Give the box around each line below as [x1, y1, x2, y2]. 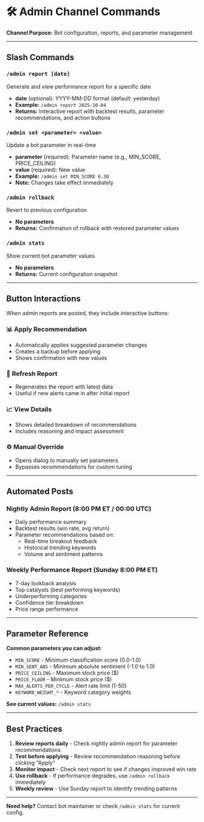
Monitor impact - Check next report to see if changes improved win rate [15, 766, 197, 773]
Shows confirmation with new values [15, 354, 107, 361]
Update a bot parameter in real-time [6, 141, 97, 149]
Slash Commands [6, 52, 75, 63]
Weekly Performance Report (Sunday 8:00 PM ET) [6, 566, 158, 574]
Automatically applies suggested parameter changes [15, 341, 148, 348]
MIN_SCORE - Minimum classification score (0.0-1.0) [15, 656, 141, 664]
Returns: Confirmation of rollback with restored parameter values [15, 225, 180, 232]
